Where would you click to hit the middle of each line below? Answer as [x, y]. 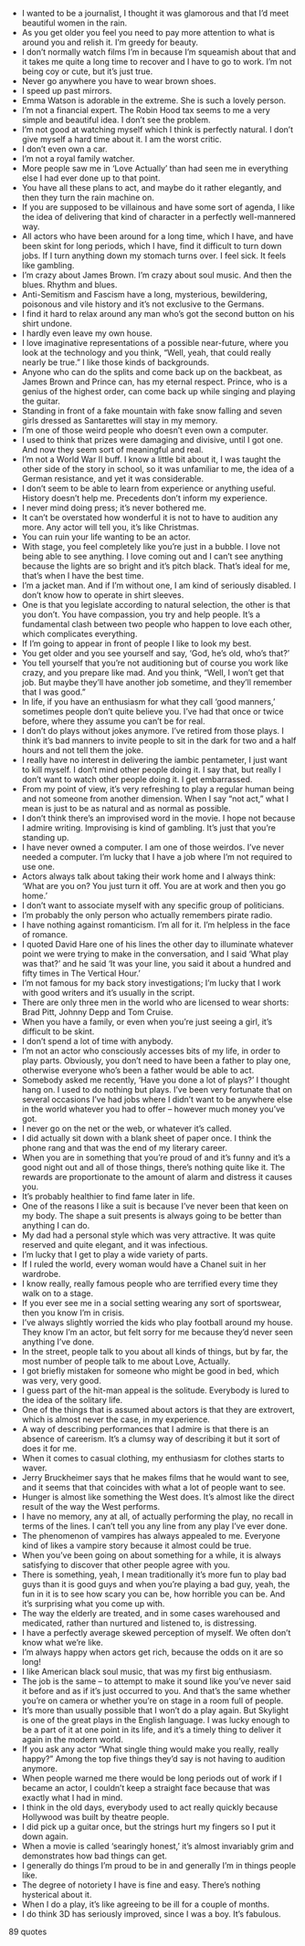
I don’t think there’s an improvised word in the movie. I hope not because [158, 818]
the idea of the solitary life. [72, 1400]
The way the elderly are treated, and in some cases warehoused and [151, 1613]
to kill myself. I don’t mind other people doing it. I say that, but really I [151, 769]
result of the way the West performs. [91, 1507]
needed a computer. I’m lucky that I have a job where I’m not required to [157, 857]
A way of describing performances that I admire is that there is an [145, 1429]
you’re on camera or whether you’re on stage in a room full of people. [152, 1700]
